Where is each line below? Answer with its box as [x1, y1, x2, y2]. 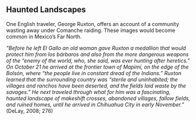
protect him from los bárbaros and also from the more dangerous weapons [6, 50, 189, 58]
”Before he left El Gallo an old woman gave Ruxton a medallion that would [6, 44, 187, 51]
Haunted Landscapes [6, 5, 87, 15]
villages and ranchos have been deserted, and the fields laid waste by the [6, 82, 187, 89]
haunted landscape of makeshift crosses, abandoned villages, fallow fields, [6, 95, 190, 102]
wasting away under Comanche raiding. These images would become [6, 27, 175, 34]
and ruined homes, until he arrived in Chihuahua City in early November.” [6, 100, 184, 108]
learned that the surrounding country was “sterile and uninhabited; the [6, 76, 178, 83]
